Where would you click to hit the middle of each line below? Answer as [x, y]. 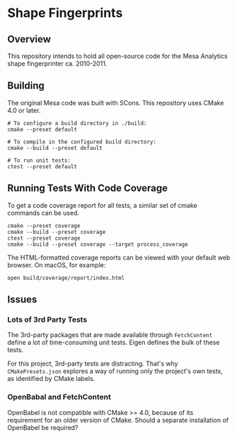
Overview [29, 39]
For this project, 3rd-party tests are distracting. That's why [93, 364]
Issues [22, 299]
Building [26, 86]
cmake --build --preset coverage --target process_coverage [98, 244]
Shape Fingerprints [65, 13]
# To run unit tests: [39, 160]
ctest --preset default [42, 166]
